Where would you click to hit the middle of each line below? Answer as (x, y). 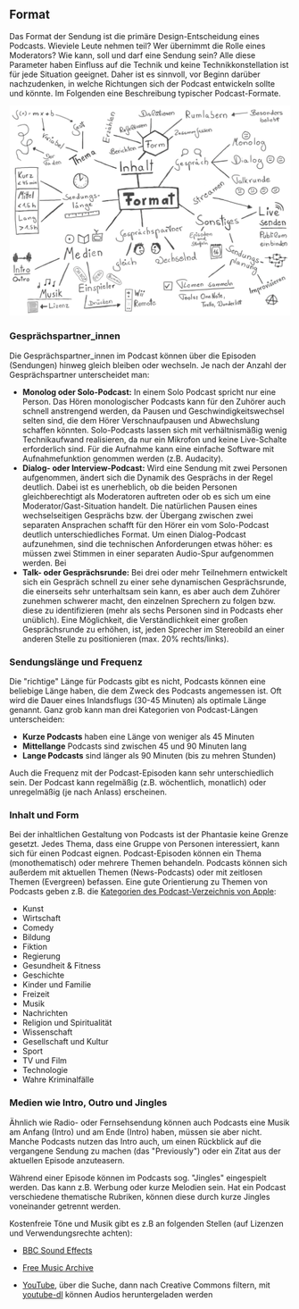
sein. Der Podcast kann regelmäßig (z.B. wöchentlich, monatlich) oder (138, 782)
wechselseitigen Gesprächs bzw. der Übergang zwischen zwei (137, 515)
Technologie (45, 1070)
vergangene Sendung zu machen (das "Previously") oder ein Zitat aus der (145, 1151)
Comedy (38, 927)
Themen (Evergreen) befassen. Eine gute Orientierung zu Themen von (138, 882)
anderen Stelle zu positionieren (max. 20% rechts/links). (125, 639)
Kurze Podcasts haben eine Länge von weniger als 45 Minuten (138, 736)
